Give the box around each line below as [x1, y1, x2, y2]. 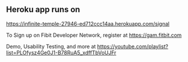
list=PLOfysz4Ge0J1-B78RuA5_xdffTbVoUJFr [6, 49, 117, 56]
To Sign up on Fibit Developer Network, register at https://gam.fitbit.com [6, 32, 182, 39]
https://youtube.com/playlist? [97, 43, 169, 50]
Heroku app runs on [6, 5, 81, 15]
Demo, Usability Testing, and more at [6, 43, 96, 50]
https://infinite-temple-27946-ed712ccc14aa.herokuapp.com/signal [6, 20, 170, 27]
